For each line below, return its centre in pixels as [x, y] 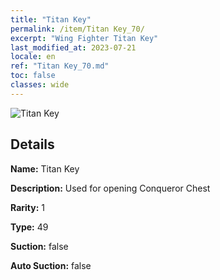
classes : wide [40, 85]
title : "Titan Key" [51, 19]
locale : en [33, 57]
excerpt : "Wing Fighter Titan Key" [84, 38]
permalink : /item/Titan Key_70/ [77, 29]
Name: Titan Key [45, 168]
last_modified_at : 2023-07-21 [73, 47]
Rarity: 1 [27, 207]
